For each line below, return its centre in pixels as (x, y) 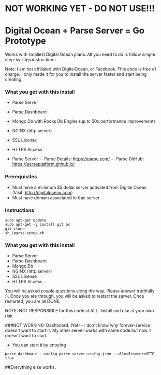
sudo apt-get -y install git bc (37, 225)
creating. (14, 79)
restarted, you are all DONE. (33, 301)
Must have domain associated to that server (56, 198)
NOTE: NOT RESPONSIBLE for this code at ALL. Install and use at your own (80, 311)
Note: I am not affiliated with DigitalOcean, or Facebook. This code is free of (80, 69)
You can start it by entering (39, 345)
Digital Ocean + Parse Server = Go (75, 31)
